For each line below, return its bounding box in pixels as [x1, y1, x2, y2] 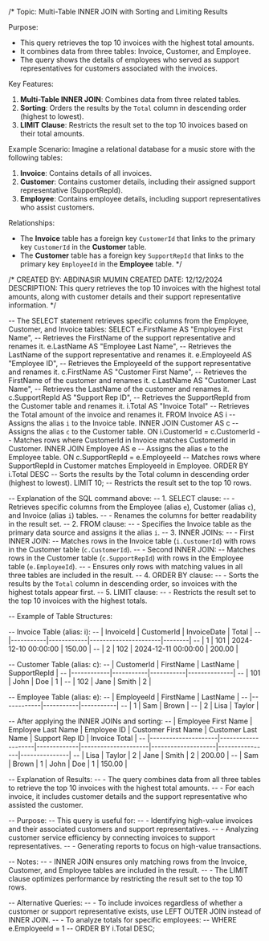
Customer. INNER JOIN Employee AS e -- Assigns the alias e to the [8, 444, 229, 453]
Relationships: [8, 218, 55, 227]
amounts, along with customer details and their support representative [8, 292, 241, 301]
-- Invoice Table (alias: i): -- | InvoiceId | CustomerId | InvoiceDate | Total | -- [8, 627, 261, 637]
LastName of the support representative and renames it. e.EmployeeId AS [8, 350, 252, 360]
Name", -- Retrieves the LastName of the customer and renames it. [8, 385, 230, 393]
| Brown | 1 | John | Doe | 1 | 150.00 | [8, 759, 128, 768]
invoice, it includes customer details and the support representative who [8, 792, 247, 801]
